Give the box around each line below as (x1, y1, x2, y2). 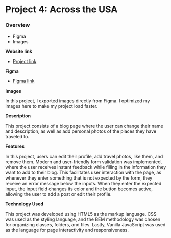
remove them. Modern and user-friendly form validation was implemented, (5, 159, 162, 165)
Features (5, 143, 25, 150)
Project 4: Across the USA (5, 4, 118, 15)
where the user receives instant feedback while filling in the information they (5, 164, 166, 170)
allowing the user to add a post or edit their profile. (5, 191, 112, 197)
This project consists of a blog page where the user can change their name (5, 123, 163, 129)
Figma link (12, 78, 35, 84)
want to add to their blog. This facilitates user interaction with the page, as (5, 169, 162, 176)
